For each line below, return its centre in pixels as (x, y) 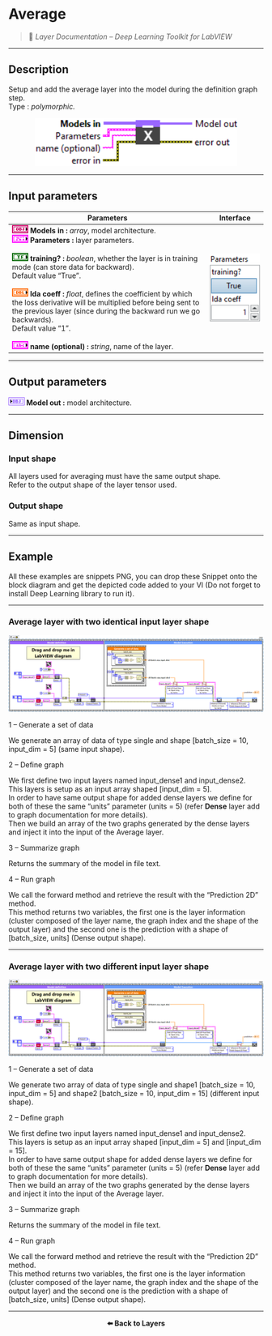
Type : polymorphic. (42, 106)
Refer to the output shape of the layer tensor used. (93, 485)
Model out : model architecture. (79, 403)
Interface (235, 218)
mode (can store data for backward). (73, 267)
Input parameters (53, 196)
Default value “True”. (47, 275)
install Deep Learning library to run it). (72, 593)
